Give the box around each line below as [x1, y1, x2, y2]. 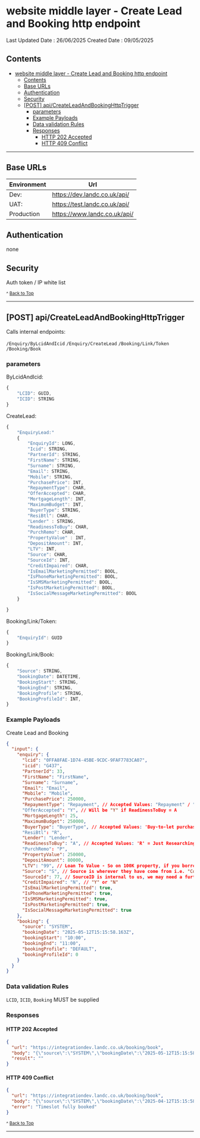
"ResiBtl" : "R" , [21, 829, 62, 835]
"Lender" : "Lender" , [21, 835, 73, 841]
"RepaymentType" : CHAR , [27, 485, 86, 491]
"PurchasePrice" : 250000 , [21, 796, 86, 802]
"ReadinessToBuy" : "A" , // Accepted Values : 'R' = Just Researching [21, 841, 196, 847]
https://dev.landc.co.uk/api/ [52, 190, 130, 198]
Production [9, 210, 40, 218]
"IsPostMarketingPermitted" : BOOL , [27, 585, 116, 591]
